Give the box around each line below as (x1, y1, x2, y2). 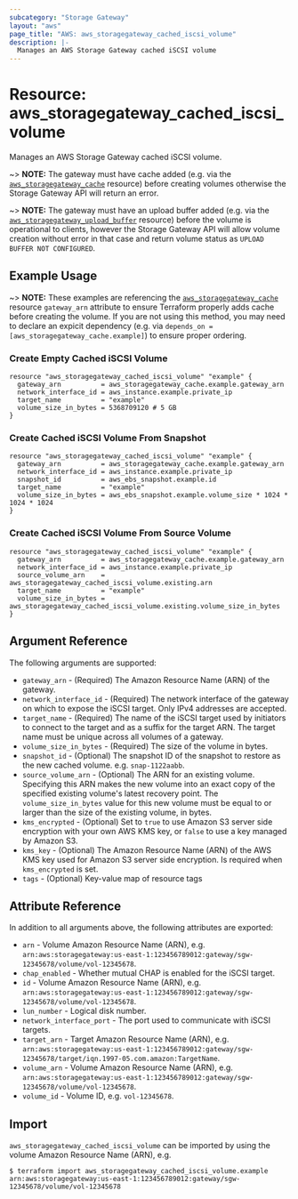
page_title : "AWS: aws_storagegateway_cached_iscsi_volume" (9, 29, 238, 38)
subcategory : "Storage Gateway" (9, 12, 129, 22)
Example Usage (9, 269, 98, 284)
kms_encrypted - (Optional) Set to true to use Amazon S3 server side (21, 816, 273, 827)
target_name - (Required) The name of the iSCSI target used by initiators (21, 712, 286, 723)
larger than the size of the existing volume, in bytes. (21, 807, 212, 817)
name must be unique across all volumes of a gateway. (21, 731, 224, 742)
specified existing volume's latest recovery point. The (21, 788, 219, 799)
